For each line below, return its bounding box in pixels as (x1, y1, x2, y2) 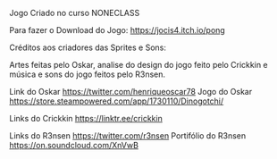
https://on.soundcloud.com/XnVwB (9, 140, 138, 150)
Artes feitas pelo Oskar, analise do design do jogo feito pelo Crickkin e (9, 60, 268, 70)
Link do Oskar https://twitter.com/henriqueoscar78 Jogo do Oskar (9, 87, 253, 96)
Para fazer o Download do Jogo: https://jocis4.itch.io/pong (9, 25, 225, 35)
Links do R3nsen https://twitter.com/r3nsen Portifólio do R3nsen (9, 130, 247, 141)
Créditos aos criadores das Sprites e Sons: (9, 42, 167, 53)
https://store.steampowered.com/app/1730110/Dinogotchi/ (9, 96, 224, 106)
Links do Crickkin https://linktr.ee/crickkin (9, 113, 163, 123)
